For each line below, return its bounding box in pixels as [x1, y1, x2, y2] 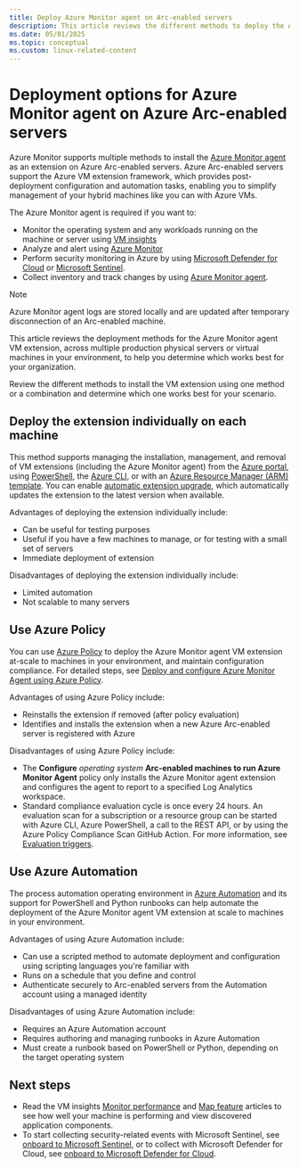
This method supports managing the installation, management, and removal [9, 451, 287, 462]
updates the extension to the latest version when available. [9, 489, 225, 500]
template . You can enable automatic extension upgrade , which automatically [9, 480, 289, 490]
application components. [21, 1120, 114, 1131]
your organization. [9, 362, 77, 373]
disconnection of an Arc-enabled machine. [9, 316, 166, 326]
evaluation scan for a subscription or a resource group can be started [21, 810, 278, 820]
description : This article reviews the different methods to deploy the [9, 21, 285, 30]
